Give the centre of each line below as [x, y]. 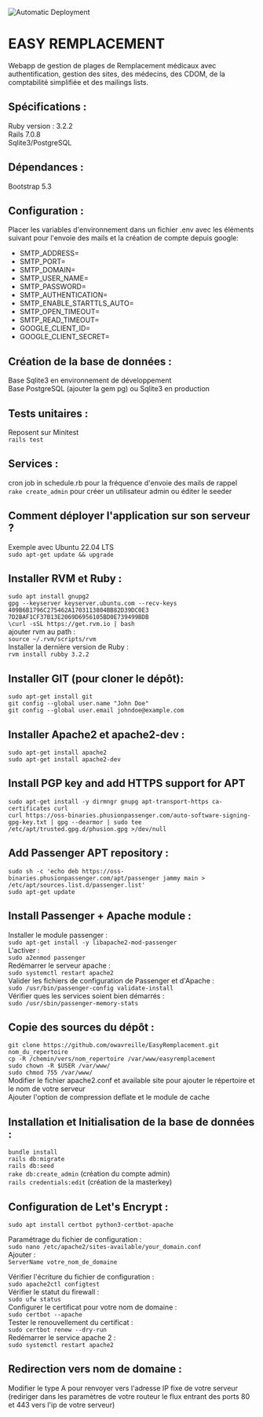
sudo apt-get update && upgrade [61, 555]
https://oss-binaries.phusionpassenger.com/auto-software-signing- [138, 815]
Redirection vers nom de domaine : [95, 1369]
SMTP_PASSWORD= [53, 287]
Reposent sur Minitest [44, 432]
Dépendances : [46, 168]
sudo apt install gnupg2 [49, 597]
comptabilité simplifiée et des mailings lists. [79, 82]
